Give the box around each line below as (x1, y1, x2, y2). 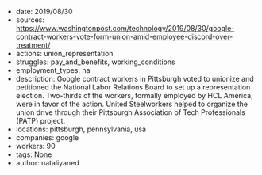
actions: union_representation (15, 49, 114, 58)
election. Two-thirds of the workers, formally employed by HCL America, (15, 91, 253, 100)
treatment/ (15, 40, 51, 50)
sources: (15, 15, 45, 25)
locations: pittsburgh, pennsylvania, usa (15, 124, 147, 134)
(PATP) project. (15, 116, 66, 125)
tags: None (15, 150, 52, 159)
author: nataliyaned (15, 158, 79, 167)
